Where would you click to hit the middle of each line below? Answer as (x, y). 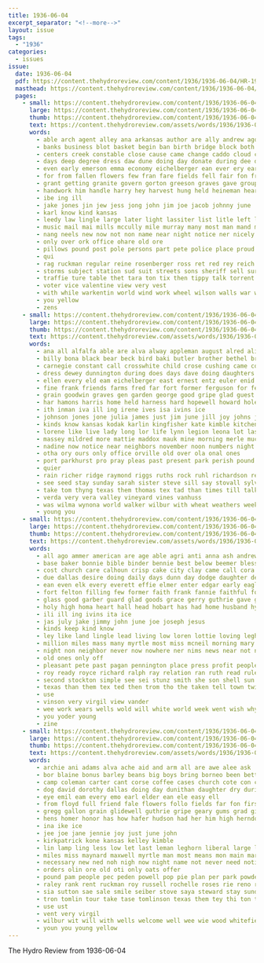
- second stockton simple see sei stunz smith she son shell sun (146, 680)
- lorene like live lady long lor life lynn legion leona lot (140, 432)
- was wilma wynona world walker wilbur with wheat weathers (139, 505)
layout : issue (31, 30)
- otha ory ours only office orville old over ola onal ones (139, 454)
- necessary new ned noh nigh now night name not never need (139, 862)
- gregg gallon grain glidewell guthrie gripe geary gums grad (142, 811)
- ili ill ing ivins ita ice (84, 614)
